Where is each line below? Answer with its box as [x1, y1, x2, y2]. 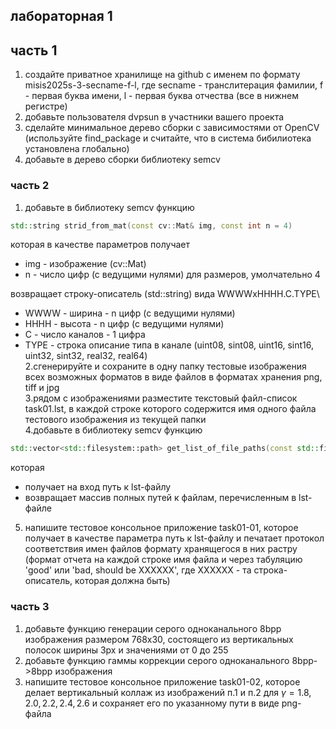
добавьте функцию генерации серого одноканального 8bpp [24, 622, 282, 634]
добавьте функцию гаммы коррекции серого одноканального [24, 654, 290, 666]
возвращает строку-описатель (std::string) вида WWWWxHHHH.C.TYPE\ [10, 288, 320, 300]
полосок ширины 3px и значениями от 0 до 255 [24, 644, 229, 656]
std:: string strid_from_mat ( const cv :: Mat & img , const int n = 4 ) [10, 220, 293, 231]
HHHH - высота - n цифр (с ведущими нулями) [24, 318, 225, 330]
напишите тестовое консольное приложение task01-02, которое [24, 675, 301, 688]
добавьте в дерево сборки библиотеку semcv [24, 154, 221, 166]
